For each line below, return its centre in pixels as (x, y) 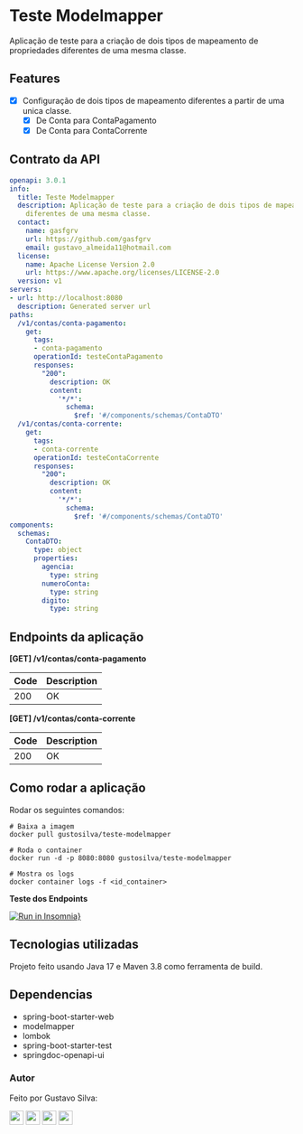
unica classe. (47, 110)
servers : (26, 290)
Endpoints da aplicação (77, 637)
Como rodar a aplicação (78, 788)
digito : (56, 600)
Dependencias (51, 995)
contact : (34, 222)
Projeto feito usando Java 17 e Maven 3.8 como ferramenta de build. (136, 966)
